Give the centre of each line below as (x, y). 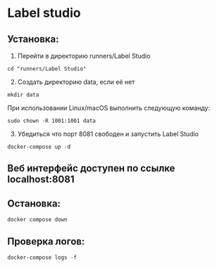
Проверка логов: (46, 241)
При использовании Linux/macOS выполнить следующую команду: (108, 108)
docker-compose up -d (39, 147)
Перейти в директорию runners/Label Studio (84, 56)
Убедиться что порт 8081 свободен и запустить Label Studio (108, 134)
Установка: (33, 39)
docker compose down (38, 220)
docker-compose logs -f (42, 258)
